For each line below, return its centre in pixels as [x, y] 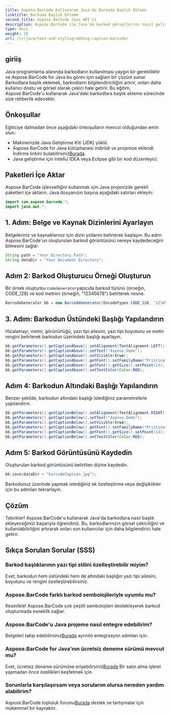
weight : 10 [17, 34]
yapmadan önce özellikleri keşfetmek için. [49, 672]
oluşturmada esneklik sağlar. [35, 611]
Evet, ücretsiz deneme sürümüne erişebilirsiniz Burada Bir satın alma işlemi [83, 666]
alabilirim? [19, 691]
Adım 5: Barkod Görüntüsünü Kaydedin [69, 452]
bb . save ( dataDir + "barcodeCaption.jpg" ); [51, 474]
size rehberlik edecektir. [31, 99]
